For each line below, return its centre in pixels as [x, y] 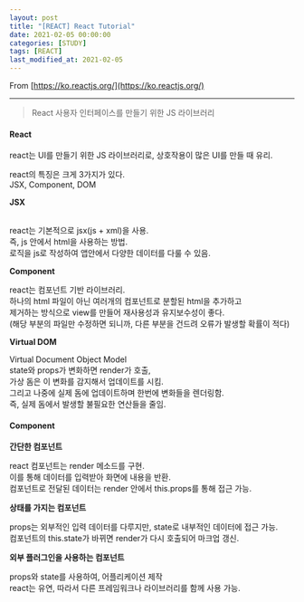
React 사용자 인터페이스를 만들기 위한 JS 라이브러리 [123, 113]
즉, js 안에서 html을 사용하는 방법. [69, 242]
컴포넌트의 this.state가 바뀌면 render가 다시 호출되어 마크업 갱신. [124, 539]
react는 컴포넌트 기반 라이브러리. [67, 290]
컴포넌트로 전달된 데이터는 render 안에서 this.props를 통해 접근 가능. [131, 489]
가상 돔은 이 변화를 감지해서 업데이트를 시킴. [87, 382]
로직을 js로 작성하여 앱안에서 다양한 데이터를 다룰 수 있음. [110, 253]
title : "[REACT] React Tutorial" [72, 26]
